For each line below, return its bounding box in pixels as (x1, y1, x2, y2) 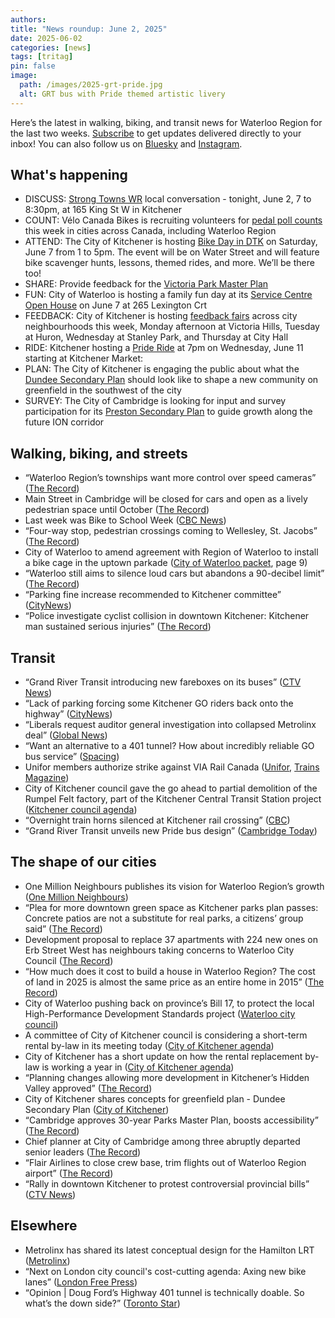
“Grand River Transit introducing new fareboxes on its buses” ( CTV (24, 676, 302, 688)
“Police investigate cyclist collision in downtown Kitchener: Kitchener (24, 610, 310, 622)
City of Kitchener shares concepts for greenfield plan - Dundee (24, 1092, 286, 1105)
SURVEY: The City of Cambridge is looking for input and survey (24, 395, 287, 407)
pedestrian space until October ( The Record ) (24, 504, 210, 516)
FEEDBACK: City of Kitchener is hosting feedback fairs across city (24, 310, 298, 322)
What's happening (10, 167, 128, 184)
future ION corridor (24, 416, 105, 428)
